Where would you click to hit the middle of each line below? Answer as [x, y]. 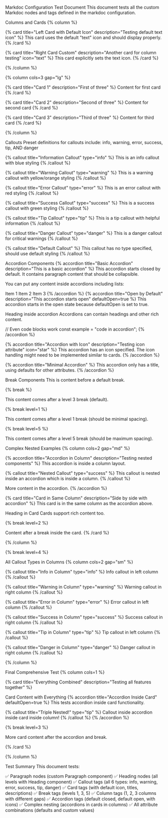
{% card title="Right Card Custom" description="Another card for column [81, 53]
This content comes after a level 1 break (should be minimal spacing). [77, 419]
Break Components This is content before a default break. [65, 380]
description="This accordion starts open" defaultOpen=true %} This [76, 299]
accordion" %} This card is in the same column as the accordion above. [79, 503]
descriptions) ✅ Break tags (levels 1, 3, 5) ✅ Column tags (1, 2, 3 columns [81, 793]
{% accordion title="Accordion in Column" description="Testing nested [79, 458]
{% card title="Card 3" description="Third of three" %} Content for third [80, 117]
